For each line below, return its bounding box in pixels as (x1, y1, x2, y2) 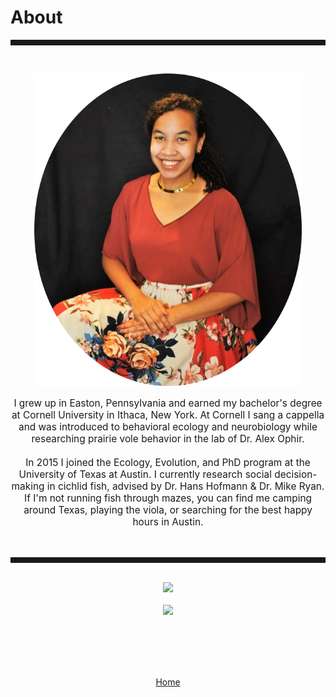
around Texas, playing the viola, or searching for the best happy (23, 504, 313, 517)
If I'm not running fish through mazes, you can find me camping (24, 492, 312, 505)
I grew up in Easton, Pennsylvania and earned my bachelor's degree (13, 397, 323, 410)
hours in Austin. (132, 516, 204, 529)
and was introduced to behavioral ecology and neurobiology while (18, 421, 318, 434)
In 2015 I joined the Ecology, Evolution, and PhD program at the (25, 456, 311, 470)
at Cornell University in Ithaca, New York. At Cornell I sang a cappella (11, 409, 325, 422)
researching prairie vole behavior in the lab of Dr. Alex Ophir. (31, 432, 305, 446)
